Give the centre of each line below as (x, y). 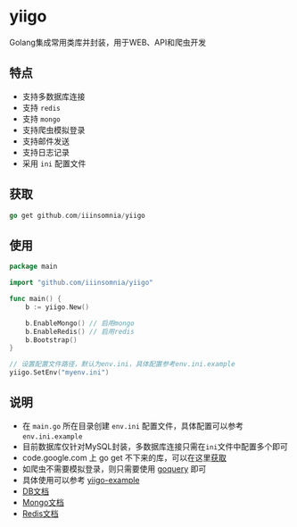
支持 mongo (41, 119)
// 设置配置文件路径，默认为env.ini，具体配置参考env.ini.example (122, 364)
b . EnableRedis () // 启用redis (80, 331)
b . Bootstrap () (51, 340)
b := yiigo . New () (58, 307)
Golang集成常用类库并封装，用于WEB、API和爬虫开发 (108, 42)
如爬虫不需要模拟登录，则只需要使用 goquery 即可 (114, 468)
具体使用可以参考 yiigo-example (81, 480)
